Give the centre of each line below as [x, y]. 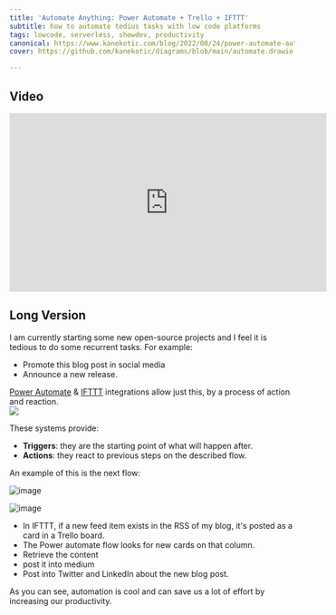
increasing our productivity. [61, 600]
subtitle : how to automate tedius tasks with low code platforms [135, 26]
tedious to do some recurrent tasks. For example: [101, 347]
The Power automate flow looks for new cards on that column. [139, 544]
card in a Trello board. [63, 535]
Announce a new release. [70, 374]
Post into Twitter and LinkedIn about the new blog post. [125, 573]
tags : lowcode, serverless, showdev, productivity [107, 34]
